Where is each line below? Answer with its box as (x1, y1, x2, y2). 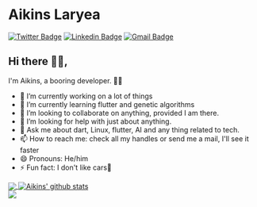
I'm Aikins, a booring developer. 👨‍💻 (8, 75, 123, 85)
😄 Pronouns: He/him (19, 153, 89, 163)
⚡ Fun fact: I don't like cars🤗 (19, 163, 113, 172)
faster (19, 145, 40, 155)
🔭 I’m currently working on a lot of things (19, 91, 153, 101)
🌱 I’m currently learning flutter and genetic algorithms (19, 99, 195, 109)
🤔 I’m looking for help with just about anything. (19, 117, 172, 126)
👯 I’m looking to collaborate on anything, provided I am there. (19, 108, 220, 117)
